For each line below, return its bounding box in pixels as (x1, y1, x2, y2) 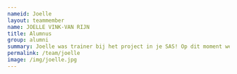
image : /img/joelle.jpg (7, 56, 78, 63)
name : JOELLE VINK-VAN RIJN (7, 23, 90, 30)
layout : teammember (7, 17, 65, 24)
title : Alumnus (7, 30, 52, 37)
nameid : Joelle (7, 10, 52, 18)
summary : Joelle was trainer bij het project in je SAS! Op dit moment (7, 43, 222, 50)
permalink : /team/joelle (7, 50, 80, 57)
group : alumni (7, 37, 49, 44)
